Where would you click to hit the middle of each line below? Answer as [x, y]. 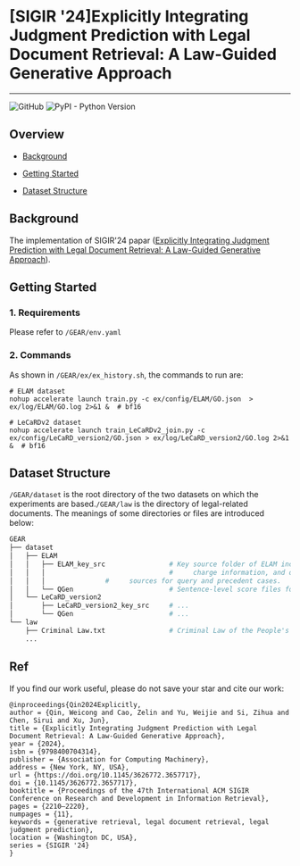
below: [21, 523]
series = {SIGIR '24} [50, 845]
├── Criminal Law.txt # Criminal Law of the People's [158, 630]
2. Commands [40, 355]
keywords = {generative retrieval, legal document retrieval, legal [139, 822]
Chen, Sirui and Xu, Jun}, [59, 720]
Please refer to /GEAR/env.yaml [66, 332]
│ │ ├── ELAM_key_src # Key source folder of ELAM [143, 564]
